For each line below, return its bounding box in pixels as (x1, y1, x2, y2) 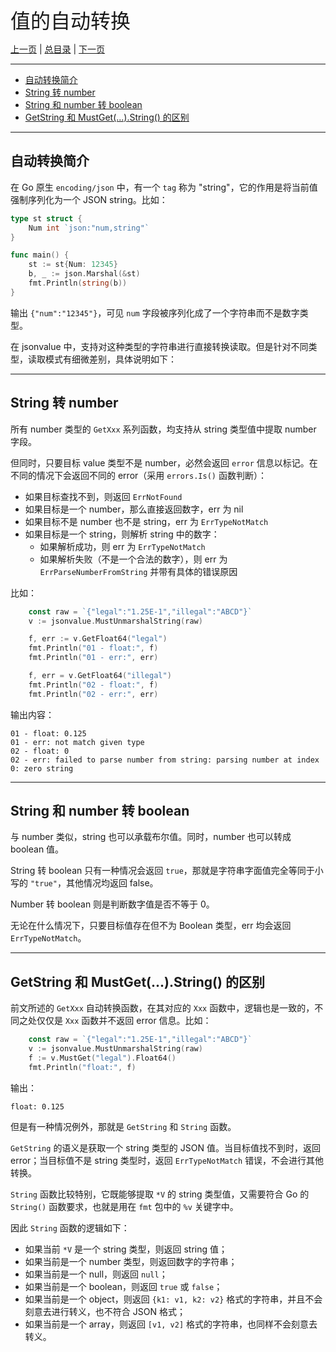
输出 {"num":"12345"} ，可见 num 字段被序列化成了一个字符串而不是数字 (10, 306, 300, 319)
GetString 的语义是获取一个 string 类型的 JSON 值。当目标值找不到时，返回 (10, 1141, 321, 1154)
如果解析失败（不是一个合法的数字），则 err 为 (39, 553, 228, 565)
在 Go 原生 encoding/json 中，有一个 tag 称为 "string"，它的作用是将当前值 (10, 181, 318, 193)
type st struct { (10, 213, 83, 224)
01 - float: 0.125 (10, 728, 87, 739)
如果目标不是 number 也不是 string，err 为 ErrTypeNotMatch (24, 515, 269, 527)
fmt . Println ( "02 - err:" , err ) (28, 689, 159, 699)
